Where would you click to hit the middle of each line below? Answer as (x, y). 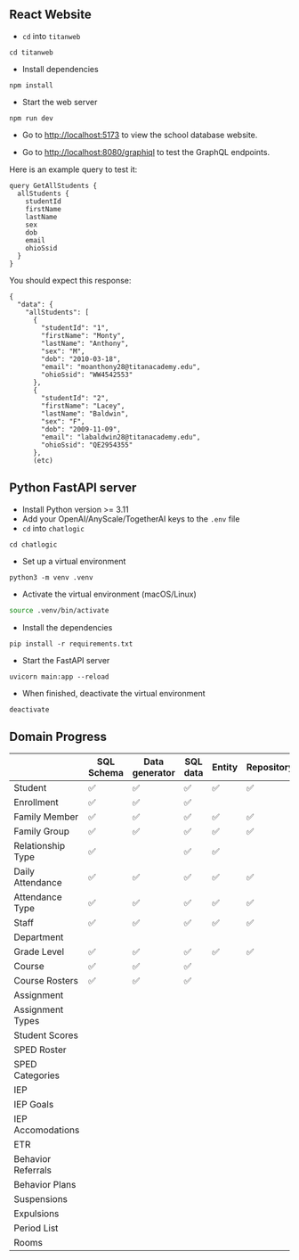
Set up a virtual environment (74, 561)
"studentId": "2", (75, 398)
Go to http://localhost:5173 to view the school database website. (140, 135)
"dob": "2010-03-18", (81, 359)
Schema (106, 773)
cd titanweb (31, 53)
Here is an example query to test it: (73, 169)
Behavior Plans (45, 1185)
